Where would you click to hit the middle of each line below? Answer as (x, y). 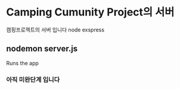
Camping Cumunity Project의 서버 (90, 12)
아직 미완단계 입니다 (33, 80)
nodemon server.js (42, 49)
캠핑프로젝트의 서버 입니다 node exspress (55, 30)
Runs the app (22, 63)
